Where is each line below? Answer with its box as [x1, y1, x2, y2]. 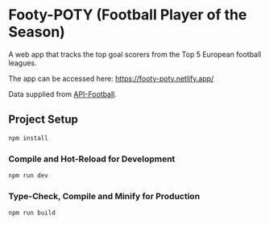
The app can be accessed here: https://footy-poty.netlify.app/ [8, 73, 214, 83]
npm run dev [8, 171, 48, 179]
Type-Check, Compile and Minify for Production [8, 190, 201, 202]
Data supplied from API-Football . [8, 89, 117, 98]
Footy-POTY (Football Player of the [8, 6, 247, 24]
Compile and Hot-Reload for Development [8, 153, 176, 165]
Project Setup [8, 113, 79, 127]
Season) [8, 23, 66, 41]
